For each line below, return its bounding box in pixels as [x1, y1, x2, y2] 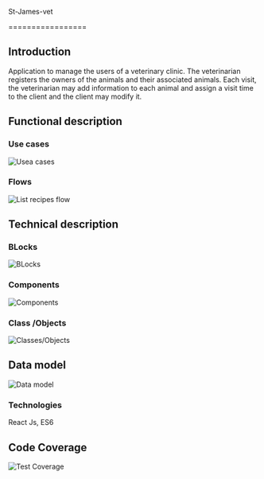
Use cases [8, 138, 50, 150]
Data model [8, 358, 66, 372]
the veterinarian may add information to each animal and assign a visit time [8, 83, 254, 92]
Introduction [8, 45, 72, 59]
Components [8, 279, 60, 290]
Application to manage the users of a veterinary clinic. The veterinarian [8, 66, 241, 76]
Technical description [8, 218, 119, 232]
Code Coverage [8, 441, 87, 454]
